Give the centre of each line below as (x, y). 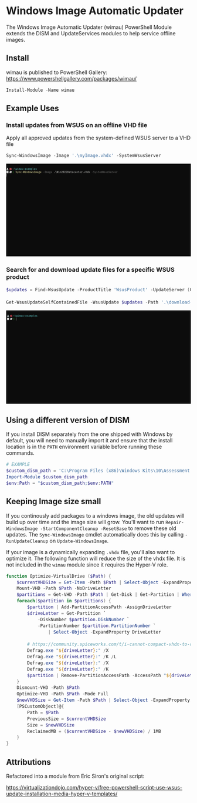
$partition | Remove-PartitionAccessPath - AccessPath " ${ (99, 675)
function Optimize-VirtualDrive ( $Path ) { (59, 576)
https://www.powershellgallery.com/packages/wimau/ (71, 78)
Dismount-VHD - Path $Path (48, 688)
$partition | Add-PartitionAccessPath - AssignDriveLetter (99, 607)
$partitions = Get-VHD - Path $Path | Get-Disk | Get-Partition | (98, 595)
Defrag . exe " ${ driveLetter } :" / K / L (72, 657)
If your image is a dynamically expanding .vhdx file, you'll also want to (91, 552)
